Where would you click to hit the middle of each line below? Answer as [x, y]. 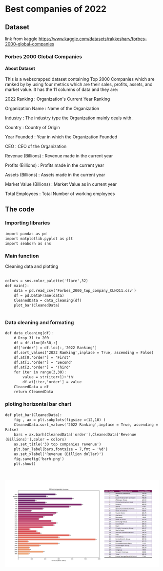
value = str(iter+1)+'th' [49, 377]
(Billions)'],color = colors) [36, 439]
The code [20, 209]
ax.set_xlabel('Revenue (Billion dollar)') [59, 454]
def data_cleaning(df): [29, 333]
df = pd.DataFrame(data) [39, 296]
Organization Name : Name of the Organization [52, 109]
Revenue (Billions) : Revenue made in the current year [59, 156]
